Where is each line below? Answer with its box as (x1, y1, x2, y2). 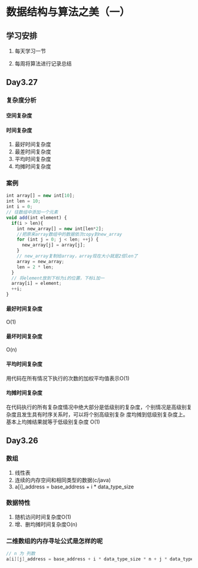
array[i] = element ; (11, 281, 62, 287)
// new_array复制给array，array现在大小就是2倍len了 (16, 253, 138, 260)
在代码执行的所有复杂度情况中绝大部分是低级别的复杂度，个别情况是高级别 (6, 403, 187, 411)
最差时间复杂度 (14, 148, 51, 155)
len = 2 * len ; (16, 264, 54, 270)
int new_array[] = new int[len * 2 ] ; (16, 225, 104, 232)
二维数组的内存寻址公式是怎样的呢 (6, 537, 103, 545)
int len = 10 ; (6, 198, 41, 204)
